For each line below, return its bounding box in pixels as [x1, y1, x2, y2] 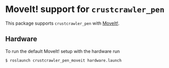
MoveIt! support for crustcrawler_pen [5, 4, 164, 15]
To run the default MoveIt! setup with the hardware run [5, 48, 120, 54]
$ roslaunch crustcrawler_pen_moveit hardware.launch [5, 58, 122, 63]
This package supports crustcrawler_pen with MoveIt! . [5, 20, 120, 26]
